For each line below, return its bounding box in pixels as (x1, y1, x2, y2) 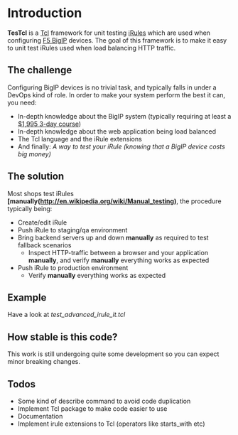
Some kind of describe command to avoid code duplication (17, 397, 191, 405)
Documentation (17, 412, 63, 420)
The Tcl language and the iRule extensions (17, 134, 142, 143)
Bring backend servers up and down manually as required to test (17, 233, 209, 242)
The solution (7, 171, 65, 183)
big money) (17, 149, 51, 158)
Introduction (7, 5, 82, 21)
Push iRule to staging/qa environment (17, 225, 128, 234)
